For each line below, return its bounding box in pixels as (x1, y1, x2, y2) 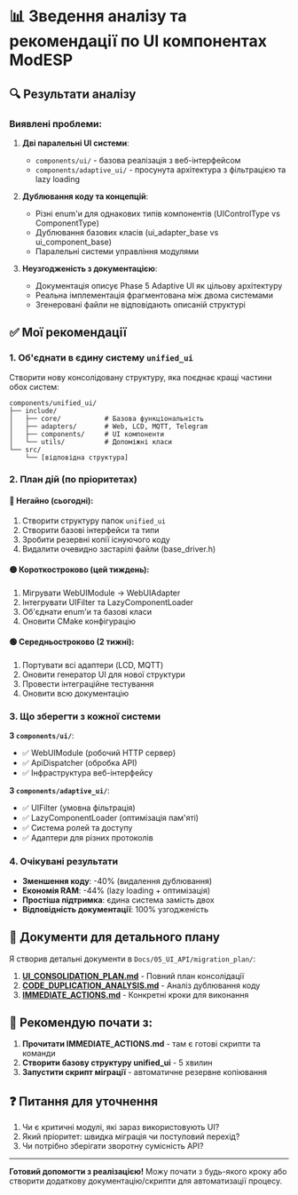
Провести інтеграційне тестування (21, 679, 154, 689)
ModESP (9, 50, 74, 70)
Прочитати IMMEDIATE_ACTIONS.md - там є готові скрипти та (21, 1039, 262, 1049)
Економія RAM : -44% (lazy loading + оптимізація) (21, 885, 211, 896)
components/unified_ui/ (9, 398, 98, 408)
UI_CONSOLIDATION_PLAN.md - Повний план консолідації (21, 970, 245, 981)
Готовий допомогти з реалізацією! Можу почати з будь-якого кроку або (9, 1167, 287, 1177)
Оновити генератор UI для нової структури (21, 669, 186, 680)
